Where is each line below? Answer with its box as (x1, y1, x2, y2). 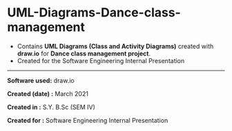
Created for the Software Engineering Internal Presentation (17, 56, 185, 64)
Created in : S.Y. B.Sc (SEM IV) (7, 103, 95, 111)
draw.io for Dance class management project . (17, 49, 151, 58)
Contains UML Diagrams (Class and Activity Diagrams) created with (17, 42, 214, 50)
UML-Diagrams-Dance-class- (7, 5, 181, 21)
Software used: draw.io (7, 76, 75, 84)
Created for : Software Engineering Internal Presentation (7, 116, 168, 124)
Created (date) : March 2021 (7, 89, 88, 97)
